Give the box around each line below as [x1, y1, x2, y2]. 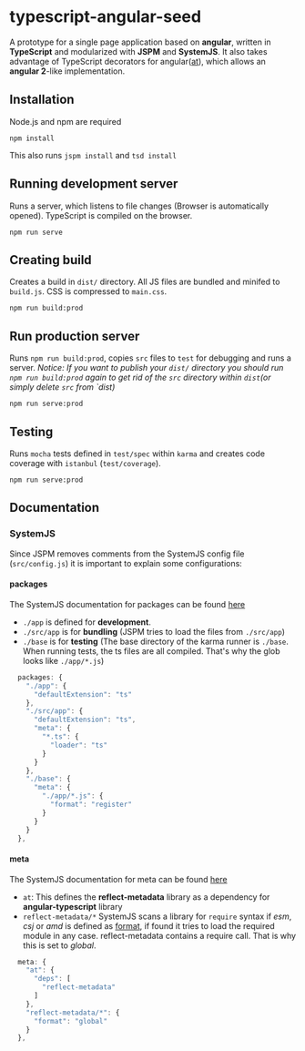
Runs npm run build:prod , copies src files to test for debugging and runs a [9, 352, 291, 363]
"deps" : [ [33, 974, 71, 984]
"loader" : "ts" [49, 740, 107, 750]
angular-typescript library [22, 901, 123, 912]
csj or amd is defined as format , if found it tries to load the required [22, 920, 275, 931]
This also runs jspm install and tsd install [9, 149, 178, 160]
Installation [9, 92, 75, 107]
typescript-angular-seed [9, 6, 202, 27]
